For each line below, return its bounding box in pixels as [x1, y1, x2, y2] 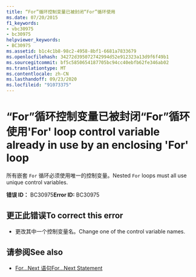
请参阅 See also [6, 247, 64, 258]
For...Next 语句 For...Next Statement [15, 264, 103, 272]
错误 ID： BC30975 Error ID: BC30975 [6, 191, 100, 198]
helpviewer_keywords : [6, 37, 61, 43]
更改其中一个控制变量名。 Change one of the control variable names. [15, 227, 186, 235]
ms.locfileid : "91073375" [6, 82, 71, 88]
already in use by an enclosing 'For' [6, 138, 189, 152]
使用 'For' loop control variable [6, 125, 160, 139]
